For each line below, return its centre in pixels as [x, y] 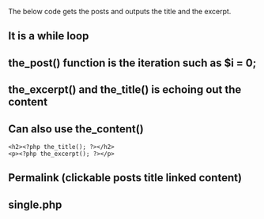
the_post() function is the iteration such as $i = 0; [132, 63]
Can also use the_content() [76, 129]
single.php [35, 204]
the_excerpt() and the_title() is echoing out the [125, 90]
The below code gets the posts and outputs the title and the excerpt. [120, 11]
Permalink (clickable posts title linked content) [125, 178]
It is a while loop [49, 36]
